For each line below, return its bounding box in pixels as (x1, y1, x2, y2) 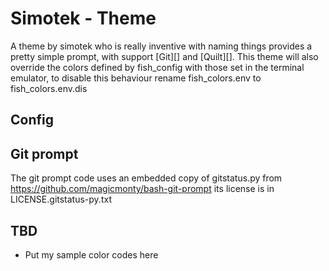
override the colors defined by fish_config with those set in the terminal (10, 61, 305, 73)
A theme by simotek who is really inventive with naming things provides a (10, 40, 313, 52)
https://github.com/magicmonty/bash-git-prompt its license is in (10, 183, 275, 195)
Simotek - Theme (10, 7, 157, 30)
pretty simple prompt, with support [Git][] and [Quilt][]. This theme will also (10, 50, 319, 62)
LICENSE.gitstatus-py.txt (10, 193, 112, 206)
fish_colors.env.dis (10, 82, 88, 94)
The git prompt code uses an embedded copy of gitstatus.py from (10, 172, 283, 184)
